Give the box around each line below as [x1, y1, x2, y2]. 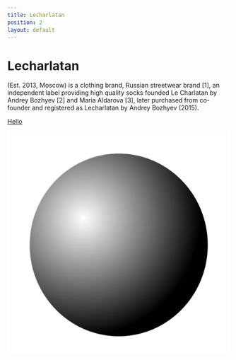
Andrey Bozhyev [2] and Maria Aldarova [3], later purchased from [7, 96, 199, 105]
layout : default [7, 26, 55, 33]
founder [7, 103, 30, 112]
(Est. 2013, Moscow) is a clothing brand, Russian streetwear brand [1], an [7, 81, 220, 90]
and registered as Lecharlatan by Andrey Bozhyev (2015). [31, 103, 199, 112]
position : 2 [7, 18, 42, 26]
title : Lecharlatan [7, 11, 65, 18]
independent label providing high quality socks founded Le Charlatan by [7, 88, 218, 97]
